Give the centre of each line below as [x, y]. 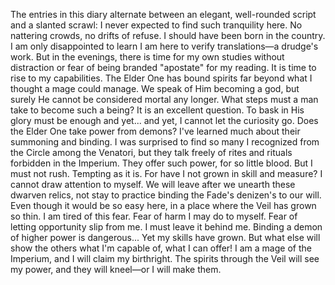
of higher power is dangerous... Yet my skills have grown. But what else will [165, 237]
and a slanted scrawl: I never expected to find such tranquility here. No [156, 25]
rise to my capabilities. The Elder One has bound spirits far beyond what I [161, 78]
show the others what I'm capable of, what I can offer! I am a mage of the [161, 248]
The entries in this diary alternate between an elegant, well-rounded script [163, 14]
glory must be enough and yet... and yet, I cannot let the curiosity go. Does [164, 120]
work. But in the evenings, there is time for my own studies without [147, 57]
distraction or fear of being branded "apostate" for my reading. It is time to [163, 67]
